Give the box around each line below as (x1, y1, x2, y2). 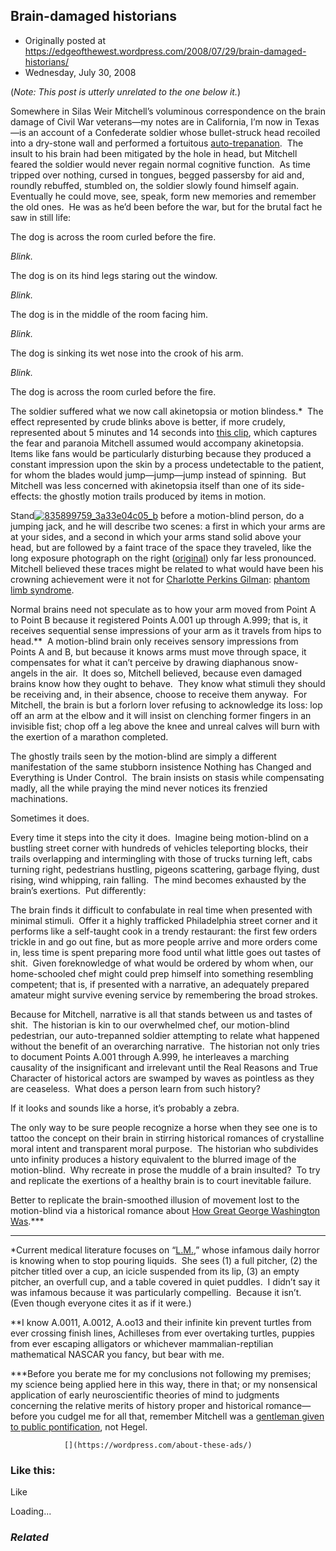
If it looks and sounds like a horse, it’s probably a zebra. (10, 1102, 240, 1114)
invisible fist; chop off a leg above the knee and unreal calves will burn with (10, 720, 320, 732)
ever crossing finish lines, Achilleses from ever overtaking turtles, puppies (10, 1327, 316, 1339)
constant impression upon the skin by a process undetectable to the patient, (10, 458, 325, 470)
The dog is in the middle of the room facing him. (10, 308, 208, 320)
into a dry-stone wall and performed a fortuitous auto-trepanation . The (10, 137, 304, 149)
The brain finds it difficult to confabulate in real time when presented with (10, 904, 313, 916)
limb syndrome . (10, 584, 75, 596)
